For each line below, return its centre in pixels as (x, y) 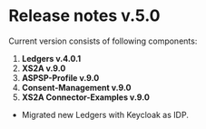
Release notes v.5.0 (84, 16)
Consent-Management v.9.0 (77, 87)
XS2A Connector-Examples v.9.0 (86, 97)
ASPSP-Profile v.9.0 (60, 77)
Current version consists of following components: (103, 41)
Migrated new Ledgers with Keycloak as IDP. (105, 114)
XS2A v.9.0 (44, 68)
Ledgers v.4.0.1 (51, 58)
